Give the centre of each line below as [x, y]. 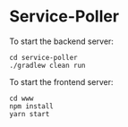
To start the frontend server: [61, 81]
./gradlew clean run [48, 65]
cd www [21, 98]
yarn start [30, 114]
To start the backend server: [62, 41]
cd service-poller [43, 57]
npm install [31, 106]
